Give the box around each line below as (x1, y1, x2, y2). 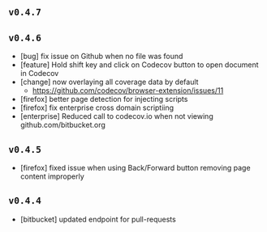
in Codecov (19, 69, 59, 78)
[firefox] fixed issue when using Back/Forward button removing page (19, 163, 251, 173)
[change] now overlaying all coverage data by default (19, 77, 199, 87)
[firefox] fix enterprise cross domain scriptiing (19, 103, 174, 112)
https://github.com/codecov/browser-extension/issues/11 (32, 86, 224, 95)
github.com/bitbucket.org (19, 120, 106, 130)
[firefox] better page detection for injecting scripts (19, 95, 188, 104)
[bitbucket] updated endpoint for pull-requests (19, 214, 176, 224)
